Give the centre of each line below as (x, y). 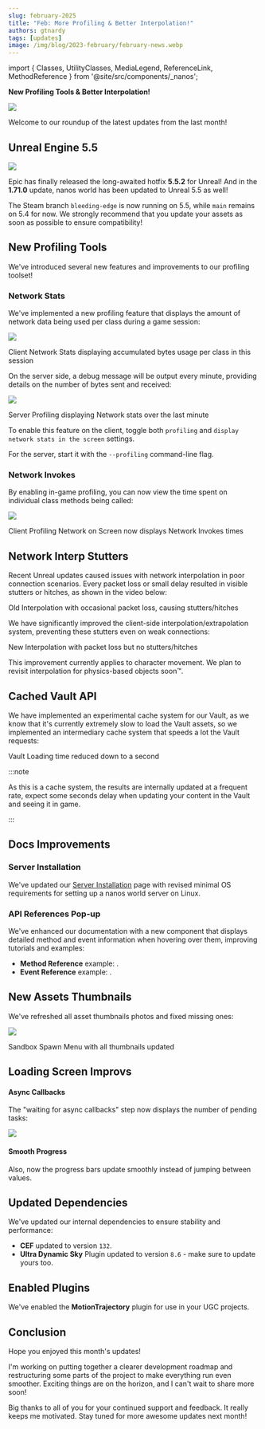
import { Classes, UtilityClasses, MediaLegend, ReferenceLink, (111, 68)
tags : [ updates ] (35, 38)
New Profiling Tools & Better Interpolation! (80, 92)
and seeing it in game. (45, 804)
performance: (31, 1230)
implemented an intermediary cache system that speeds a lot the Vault (124, 732)
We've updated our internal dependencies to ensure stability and (115, 1222)
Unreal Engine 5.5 (53, 147)
